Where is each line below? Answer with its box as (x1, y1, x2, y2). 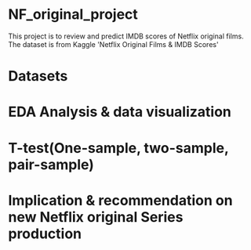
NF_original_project (8, 5, 139, 24)
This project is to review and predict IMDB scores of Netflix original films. (8, 31, 245, 41)
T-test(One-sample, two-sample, (8, 139, 229, 157)
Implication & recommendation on (8, 191, 233, 209)
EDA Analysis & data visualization (8, 103, 231, 121)
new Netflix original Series (8, 208, 184, 226)
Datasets (8, 67, 68, 85)
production (8, 225, 82, 242)
